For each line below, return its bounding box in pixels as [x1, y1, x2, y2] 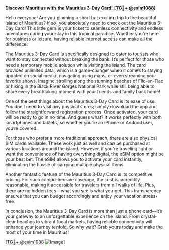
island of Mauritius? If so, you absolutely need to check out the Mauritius [5, 20, 156, 26]
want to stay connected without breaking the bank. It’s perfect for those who [5, 56, 164, 62]
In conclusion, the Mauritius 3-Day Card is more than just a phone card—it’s [5, 208, 163, 214]
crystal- [141, 213, 157, 219]
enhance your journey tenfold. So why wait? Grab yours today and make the [5, 224, 163, 230]
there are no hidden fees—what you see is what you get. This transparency [5, 187, 161, 194]
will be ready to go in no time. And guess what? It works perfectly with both [5, 114, 162, 120]
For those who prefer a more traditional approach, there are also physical [5, 135, 157, 141]
